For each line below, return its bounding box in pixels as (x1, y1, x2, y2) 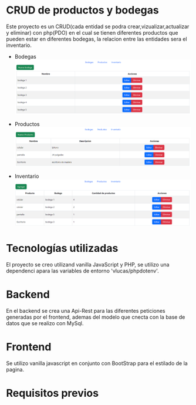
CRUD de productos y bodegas (6, 4, 160, 17)
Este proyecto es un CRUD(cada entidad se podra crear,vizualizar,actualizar (6, 23, 190, 30)
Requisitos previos (6, 386, 99, 400)
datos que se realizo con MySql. (6, 319, 84, 326)
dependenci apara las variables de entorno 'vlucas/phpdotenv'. (6, 267, 160, 274)
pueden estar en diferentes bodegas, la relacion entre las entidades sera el (6, 35, 187, 42)
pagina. (6, 366, 25, 373)
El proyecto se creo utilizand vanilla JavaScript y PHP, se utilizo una (6, 261, 170, 268)
